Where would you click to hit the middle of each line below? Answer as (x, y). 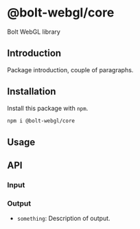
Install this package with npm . (48, 108)
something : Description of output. (64, 219)
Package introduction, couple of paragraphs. (70, 69)
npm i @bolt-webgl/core (41, 121)
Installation (32, 92)
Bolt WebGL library (34, 32)
